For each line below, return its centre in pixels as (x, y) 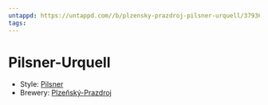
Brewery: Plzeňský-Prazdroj (65, 93)
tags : (17, 23)
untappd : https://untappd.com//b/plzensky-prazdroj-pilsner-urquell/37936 (135, 16)
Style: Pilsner (41, 84)
